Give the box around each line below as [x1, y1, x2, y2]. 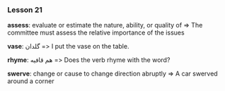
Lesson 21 [7, 5, 42, 15]
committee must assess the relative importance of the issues [7, 28, 185, 37]
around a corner [7, 77, 54, 85]
